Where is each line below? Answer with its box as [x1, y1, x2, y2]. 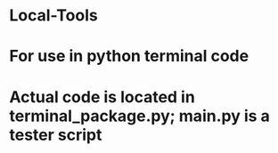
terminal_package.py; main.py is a [9, 106, 270, 125]
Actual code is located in [9, 86, 196, 107]
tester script [9, 125, 102, 145]
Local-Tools [9, 5, 98, 26]
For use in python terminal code [9, 46, 249, 67]
